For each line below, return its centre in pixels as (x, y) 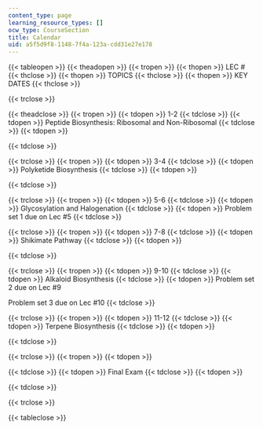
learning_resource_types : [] (56, 23)
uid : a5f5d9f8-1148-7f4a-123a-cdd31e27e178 (80, 45)
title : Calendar (35, 37)
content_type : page (40, 15)
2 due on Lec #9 (35, 288)
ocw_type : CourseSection (49, 30)
